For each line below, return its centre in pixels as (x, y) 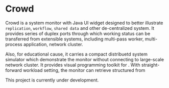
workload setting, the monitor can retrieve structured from (84, 70)
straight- (150, 65)
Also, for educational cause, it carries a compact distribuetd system (77, 54)
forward (14, 70)
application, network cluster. (53, 44)
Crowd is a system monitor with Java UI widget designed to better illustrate (84, 23)
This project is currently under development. (52, 80)
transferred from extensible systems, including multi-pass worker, (75, 39)
